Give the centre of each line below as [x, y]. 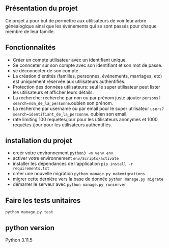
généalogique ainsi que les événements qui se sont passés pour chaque [81, 26]
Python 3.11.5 [19, 240]
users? [157, 109]
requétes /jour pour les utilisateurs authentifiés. [62, 125]
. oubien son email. [108, 114]
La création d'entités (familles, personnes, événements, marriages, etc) [87, 76]
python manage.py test [29, 212]
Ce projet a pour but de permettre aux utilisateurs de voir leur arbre [76, 20]
